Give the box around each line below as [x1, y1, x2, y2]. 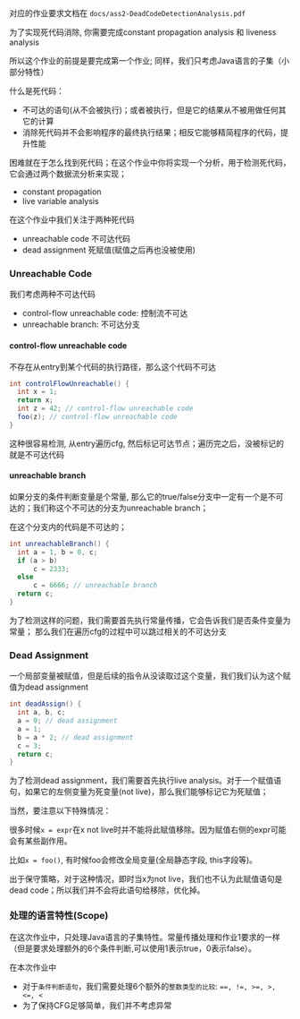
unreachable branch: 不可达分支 [21, 319, 140, 330]
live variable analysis [21, 196, 100, 206]
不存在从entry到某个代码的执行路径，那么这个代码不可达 [9, 361, 217, 372]
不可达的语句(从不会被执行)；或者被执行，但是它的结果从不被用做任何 [21, 105, 279, 115]
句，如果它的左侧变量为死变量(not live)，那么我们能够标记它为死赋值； [9, 786, 269, 797]
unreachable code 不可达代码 [21, 234, 131, 244]
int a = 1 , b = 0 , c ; [17, 547, 98, 557]
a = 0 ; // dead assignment [17, 716, 118, 725]
